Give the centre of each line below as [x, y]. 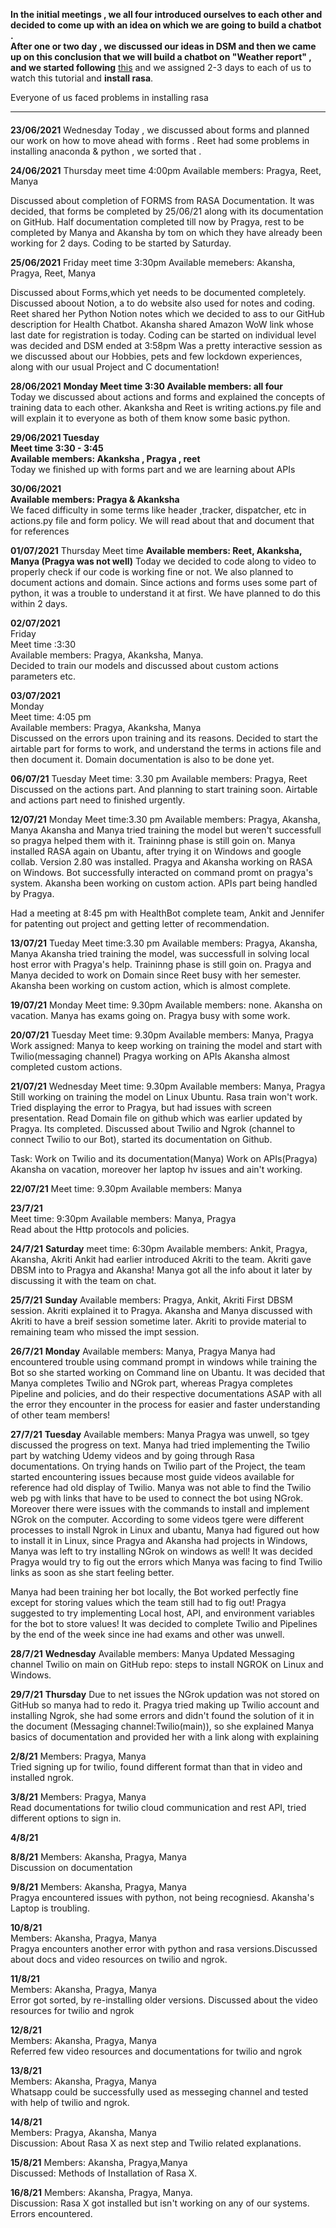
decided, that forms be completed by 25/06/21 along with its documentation [167, 211]
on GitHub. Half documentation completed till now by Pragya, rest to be [157, 221]
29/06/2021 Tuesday [55, 437]
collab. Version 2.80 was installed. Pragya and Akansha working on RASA [161, 861]
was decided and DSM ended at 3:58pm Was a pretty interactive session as [166, 345]
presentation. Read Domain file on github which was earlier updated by [156, 1118]
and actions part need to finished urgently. [98, 800]
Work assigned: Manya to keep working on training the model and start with [166, 1045]
